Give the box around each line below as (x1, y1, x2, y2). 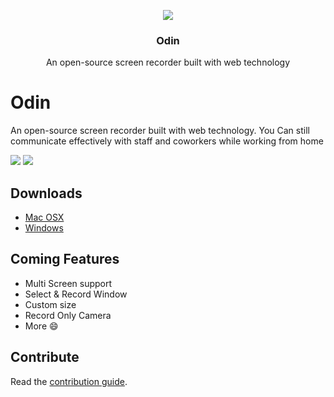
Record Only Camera (24, 309, 112, 321)
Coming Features (10, 251, 120, 268)
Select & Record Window (24, 288, 128, 300)
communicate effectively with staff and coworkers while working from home (10, 135, 324, 147)
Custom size (24, 298, 77, 310)
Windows (24, 222, 64, 234)
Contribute (10, 349, 80, 366)
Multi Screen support (24, 277, 113, 289)
